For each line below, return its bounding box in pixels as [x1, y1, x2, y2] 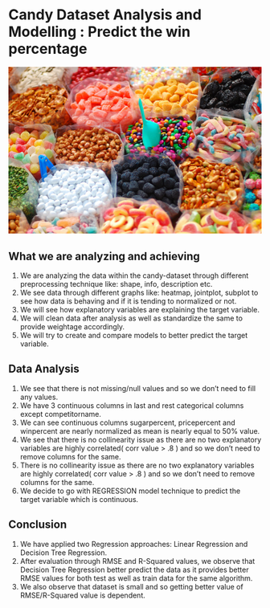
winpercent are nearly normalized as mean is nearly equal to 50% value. [19, 426, 260, 435]
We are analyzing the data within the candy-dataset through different [19, 271, 249, 280]
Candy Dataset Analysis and [8, 6, 202, 24]
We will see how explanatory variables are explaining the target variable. [19, 304, 260, 314]
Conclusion [8, 518, 67, 532]
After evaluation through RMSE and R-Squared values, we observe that [19, 556, 256, 565]
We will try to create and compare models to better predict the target [19, 330, 248, 340]
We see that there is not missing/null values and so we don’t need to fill [19, 383, 256, 393]
